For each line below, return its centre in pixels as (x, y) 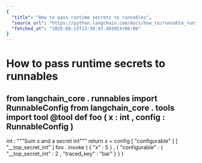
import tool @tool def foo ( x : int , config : (86, 117)
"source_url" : (29, 23)
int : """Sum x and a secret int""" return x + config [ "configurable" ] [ (92, 141)
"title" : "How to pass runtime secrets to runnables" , (82, 17)
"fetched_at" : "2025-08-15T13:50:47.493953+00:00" (76, 28)
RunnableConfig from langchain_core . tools (90, 108)
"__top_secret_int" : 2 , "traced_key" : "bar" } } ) (65, 154)
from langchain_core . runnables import (82, 99)
